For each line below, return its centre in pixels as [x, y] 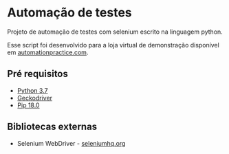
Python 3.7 [32, 90]
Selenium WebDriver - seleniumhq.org [71, 143]
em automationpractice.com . [48, 52]
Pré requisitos [38, 74]
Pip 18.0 [28, 105]
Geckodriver [35, 98]
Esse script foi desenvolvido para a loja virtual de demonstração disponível [113, 45]
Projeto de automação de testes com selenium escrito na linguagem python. [115, 32]
